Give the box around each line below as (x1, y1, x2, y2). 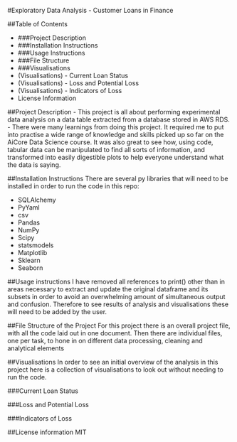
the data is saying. (7, 161, 61, 169)
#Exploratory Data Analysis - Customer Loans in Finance (7, 6, 174, 14)
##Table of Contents (7, 20, 68, 28)
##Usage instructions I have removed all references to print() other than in (7, 277, 226, 286)
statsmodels (17, 241, 54, 249)
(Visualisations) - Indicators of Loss (17, 87, 122, 95)
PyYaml (17, 203, 41, 212)
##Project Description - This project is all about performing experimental (7, 108, 221, 116)
